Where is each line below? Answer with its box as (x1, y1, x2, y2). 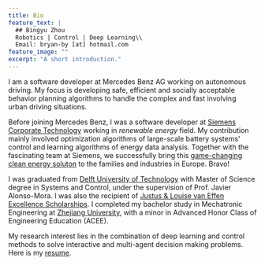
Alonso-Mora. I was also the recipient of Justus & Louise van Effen (8, 190, 225, 201)
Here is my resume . (8, 248, 72, 257)
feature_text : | (8, 19, 62, 27)
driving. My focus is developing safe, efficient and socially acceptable (8, 85, 235, 94)
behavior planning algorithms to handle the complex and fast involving (8, 94, 237, 103)
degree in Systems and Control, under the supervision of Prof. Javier (8, 182, 232, 192)
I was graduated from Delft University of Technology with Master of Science (8, 174, 256, 183)
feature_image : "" (8, 48, 69, 56)
